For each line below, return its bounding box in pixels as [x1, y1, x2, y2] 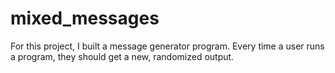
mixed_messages [10, 7, 160, 30]
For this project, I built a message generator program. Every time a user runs [10, 40, 325, 52]
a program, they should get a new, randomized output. [10, 50, 235, 62]
